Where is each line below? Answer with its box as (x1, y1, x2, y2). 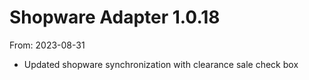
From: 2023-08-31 (9, 39, 86, 51)
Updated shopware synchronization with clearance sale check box (23, 58, 299, 70)
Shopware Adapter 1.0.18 (9, 6, 221, 29)
